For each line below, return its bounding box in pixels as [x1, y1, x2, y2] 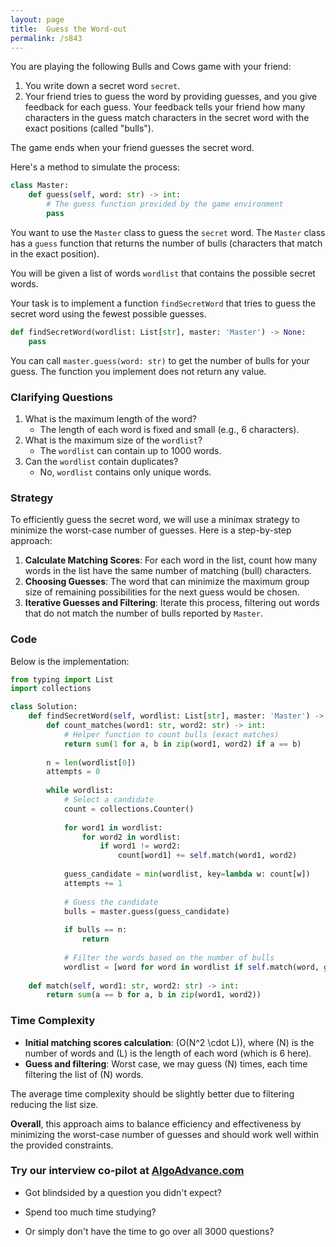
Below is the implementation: [10, 655, 130, 667]
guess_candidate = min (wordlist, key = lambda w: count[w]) [63, 869, 311, 880]
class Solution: [10, 702, 78, 712]
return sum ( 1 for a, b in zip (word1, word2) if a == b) [63, 739, 302, 749]
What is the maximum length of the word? [24, 412, 197, 425]
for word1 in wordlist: [63, 822, 163, 833]
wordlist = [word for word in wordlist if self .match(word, [63, 962, 320, 972]
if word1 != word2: [99, 841, 182, 851]
